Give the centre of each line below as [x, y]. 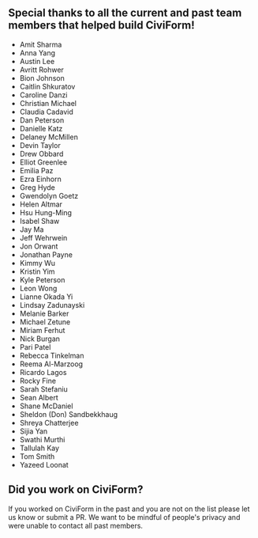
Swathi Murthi [42, 439]
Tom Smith [37, 456]
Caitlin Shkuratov [47, 86]
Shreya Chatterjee [49, 422]
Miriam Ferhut [42, 330]
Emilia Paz [36, 170]
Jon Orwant [39, 246]
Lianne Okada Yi [46, 297]
